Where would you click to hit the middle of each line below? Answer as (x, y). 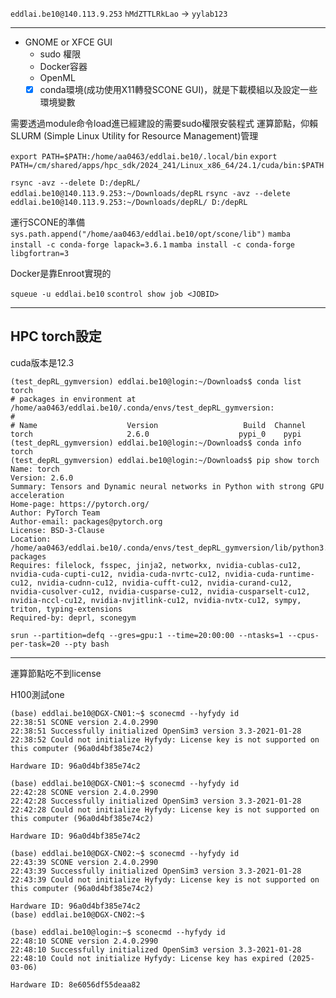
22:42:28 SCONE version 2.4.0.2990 (84, 792)
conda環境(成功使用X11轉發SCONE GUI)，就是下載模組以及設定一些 (178, 89)
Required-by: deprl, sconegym (73, 618)
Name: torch (35, 469)
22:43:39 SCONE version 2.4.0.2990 (84, 862)
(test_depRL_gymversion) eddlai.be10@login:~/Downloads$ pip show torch (165, 460)
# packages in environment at (73, 399)
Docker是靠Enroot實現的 (61, 274)
